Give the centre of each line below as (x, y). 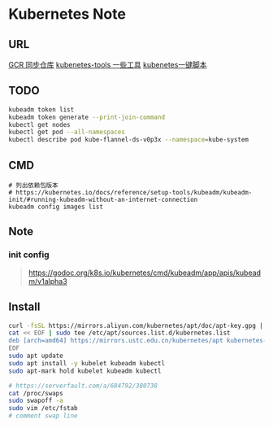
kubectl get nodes (39, 124)
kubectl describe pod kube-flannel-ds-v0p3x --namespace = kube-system (129, 140)
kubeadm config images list (56, 207)
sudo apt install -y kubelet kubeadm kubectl (87, 363)
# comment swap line (43, 416)
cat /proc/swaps (36, 393)
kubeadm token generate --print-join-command (87, 117)
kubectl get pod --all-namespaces (67, 132)
